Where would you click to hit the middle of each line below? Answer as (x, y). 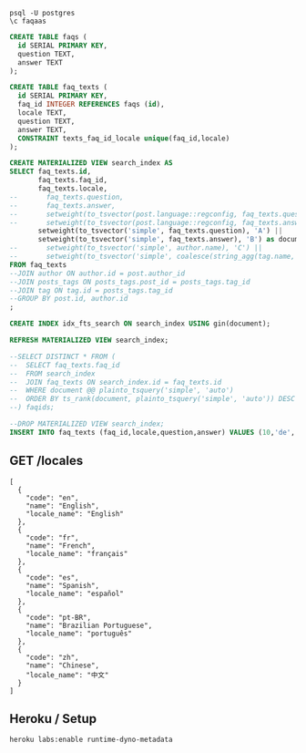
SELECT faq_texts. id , (51, 172)
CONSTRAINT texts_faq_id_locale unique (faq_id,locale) (124, 138)
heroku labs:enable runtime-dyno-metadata (91, 740)
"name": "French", (61, 546)
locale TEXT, (42, 113)
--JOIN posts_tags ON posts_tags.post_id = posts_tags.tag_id (130, 282)
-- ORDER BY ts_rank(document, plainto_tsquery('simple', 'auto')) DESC (153, 399)
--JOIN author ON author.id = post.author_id (97, 273)
